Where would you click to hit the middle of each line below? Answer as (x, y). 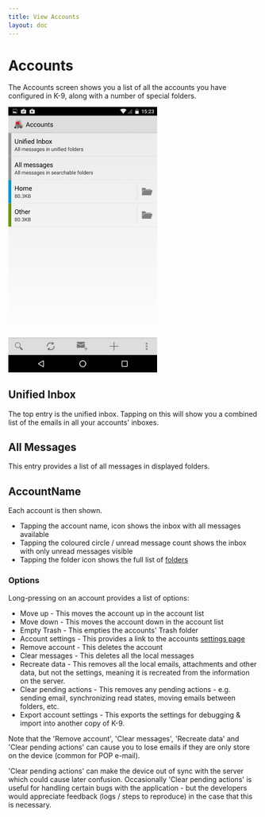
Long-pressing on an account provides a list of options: (99, 597)
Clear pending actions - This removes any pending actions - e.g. (125, 689)
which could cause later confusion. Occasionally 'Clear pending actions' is (130, 779)
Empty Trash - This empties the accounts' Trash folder (109, 630)
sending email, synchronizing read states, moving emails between (127, 698)
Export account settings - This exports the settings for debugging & (130, 714)
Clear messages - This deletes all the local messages (107, 656)
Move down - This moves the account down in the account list (121, 621)
